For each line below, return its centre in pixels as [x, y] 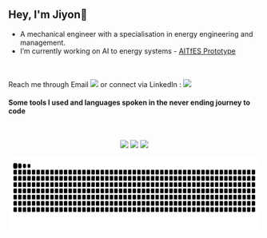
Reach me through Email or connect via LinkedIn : [95, 84]
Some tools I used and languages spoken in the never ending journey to [129, 103]
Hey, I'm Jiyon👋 [48, 15]
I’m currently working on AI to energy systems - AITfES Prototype [128, 51]
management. [43, 42]
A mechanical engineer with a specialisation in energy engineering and [136, 34]
